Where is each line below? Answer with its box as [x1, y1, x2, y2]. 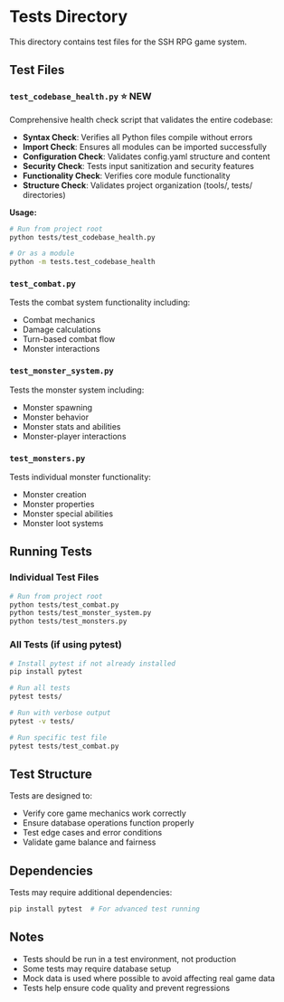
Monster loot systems [22, 518, 104, 529]
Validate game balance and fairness [22, 837, 156, 847]
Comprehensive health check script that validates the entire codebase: [9, 114, 273, 125]
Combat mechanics [22, 315, 96, 326]
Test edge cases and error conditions [22, 827, 163, 838]
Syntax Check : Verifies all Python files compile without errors [22, 131, 253, 142]
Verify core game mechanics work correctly [22, 808, 187, 819]
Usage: [9, 206, 38, 218]
